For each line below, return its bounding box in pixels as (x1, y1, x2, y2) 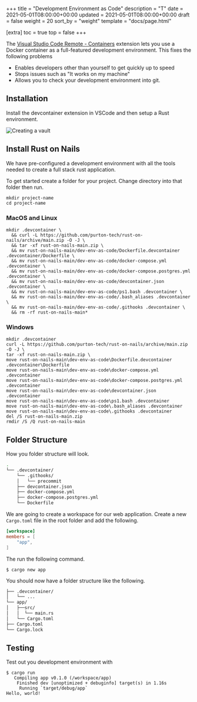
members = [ (6, 534, 35, 540)
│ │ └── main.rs (6, 610, 54, 617)
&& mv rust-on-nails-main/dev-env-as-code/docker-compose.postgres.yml (11, 268, 191, 274)
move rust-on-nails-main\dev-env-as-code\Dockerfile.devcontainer (6, 357, 172, 363)
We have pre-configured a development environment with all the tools (6, 159, 176, 167)
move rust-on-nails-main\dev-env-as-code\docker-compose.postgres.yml (6, 378, 183, 384)
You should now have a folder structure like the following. (6, 577, 145, 584)
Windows (6, 323, 34, 331)
